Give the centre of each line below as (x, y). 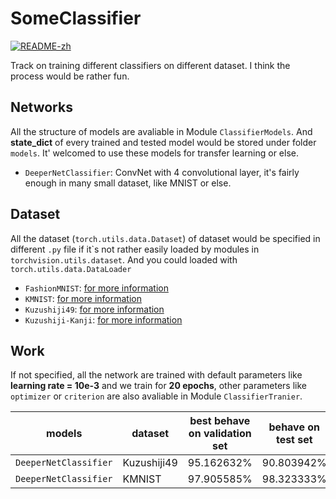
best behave (220, 421)
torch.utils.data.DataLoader (71, 269)
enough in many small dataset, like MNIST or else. (128, 183)
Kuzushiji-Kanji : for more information (103, 319)
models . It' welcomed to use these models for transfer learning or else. (154, 153)
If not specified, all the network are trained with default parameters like (156, 375)
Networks (41, 107)
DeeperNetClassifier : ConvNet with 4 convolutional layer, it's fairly (162, 172)
